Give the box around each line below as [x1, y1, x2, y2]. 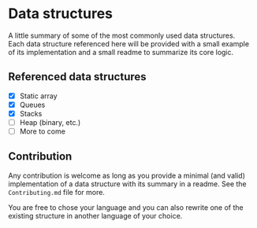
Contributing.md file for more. [8, 187, 105, 197]
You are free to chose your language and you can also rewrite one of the [8, 202, 244, 212]
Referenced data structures [8, 70, 147, 83]
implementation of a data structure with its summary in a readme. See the [8, 178, 247, 189]
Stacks [19, 108, 43, 118]
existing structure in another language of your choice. [8, 211, 183, 220]
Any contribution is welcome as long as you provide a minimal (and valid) [8, 171, 246, 180]
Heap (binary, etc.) [19, 117, 81, 127]
